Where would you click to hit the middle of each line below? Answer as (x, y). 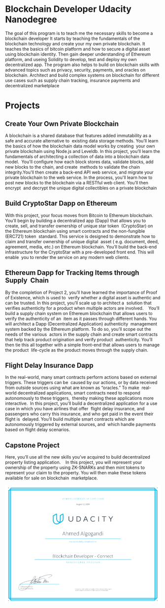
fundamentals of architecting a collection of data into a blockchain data (77, 156)
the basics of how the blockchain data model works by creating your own (80, 146)
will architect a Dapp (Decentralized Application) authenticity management (81, 323)
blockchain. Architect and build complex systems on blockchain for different (82, 75)
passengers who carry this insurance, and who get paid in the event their (79, 414)
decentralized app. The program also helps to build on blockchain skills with (82, 65)
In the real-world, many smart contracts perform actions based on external (81, 377)
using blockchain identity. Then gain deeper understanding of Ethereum (78, 54)
